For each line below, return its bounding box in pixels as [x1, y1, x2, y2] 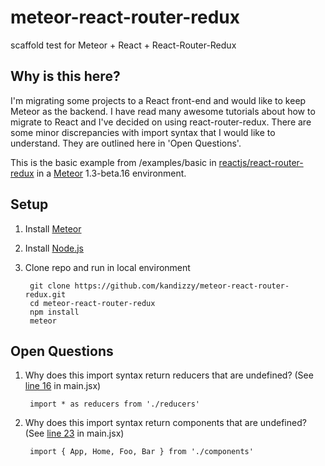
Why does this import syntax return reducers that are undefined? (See [24, 369, 314, 381]
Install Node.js [24, 242, 84, 254]
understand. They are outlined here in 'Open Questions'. [10, 137, 242, 149]
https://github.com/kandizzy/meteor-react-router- [74, 281, 290, 291]
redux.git [24, 289, 67, 300]
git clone [29, 281, 71, 291]
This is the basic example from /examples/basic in [10, 156, 217, 168]
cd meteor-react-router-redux [29, 298, 156, 308]
